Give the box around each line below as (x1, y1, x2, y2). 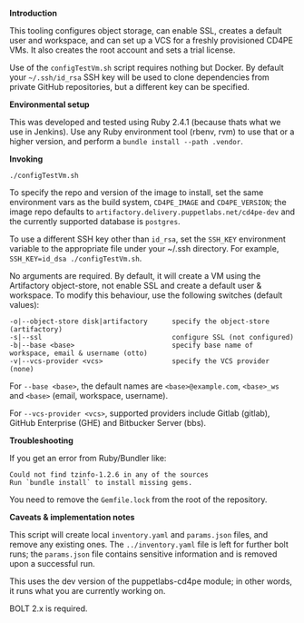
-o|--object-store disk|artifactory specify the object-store (9, 317, 270, 326)
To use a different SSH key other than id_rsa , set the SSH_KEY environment (9, 233, 286, 244)
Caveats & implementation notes (9, 512, 135, 522)
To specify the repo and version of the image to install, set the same (9, 187, 264, 198)
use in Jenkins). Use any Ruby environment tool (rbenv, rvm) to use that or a (9, 126, 295, 137)
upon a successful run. (9, 559, 95, 569)
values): (9, 300, 40, 310)
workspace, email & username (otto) (9, 349, 148, 358)
